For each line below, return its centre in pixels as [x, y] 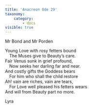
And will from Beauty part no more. [40, 92]
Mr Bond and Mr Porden [29, 41]
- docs [29, 23]
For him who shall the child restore [44, 77]
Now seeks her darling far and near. [45, 66]
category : [24, 18]
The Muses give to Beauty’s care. [43, 56]
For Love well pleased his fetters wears [48, 87]
